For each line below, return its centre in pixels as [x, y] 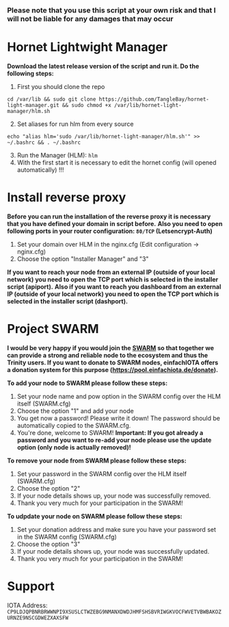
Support [31, 586]
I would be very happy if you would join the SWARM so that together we [110, 347]
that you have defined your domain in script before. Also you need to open [115, 223]
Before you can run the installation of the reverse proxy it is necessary [109, 216]
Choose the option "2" [49, 488]
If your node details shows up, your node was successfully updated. [113, 551]
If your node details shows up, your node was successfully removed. [114, 495]
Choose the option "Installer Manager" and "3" [83, 258]
